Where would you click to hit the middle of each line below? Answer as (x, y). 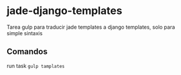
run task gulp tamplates (36, 66)
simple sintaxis (25, 33)
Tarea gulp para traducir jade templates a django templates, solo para (91, 27)
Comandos (27, 52)
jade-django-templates (65, 11)
